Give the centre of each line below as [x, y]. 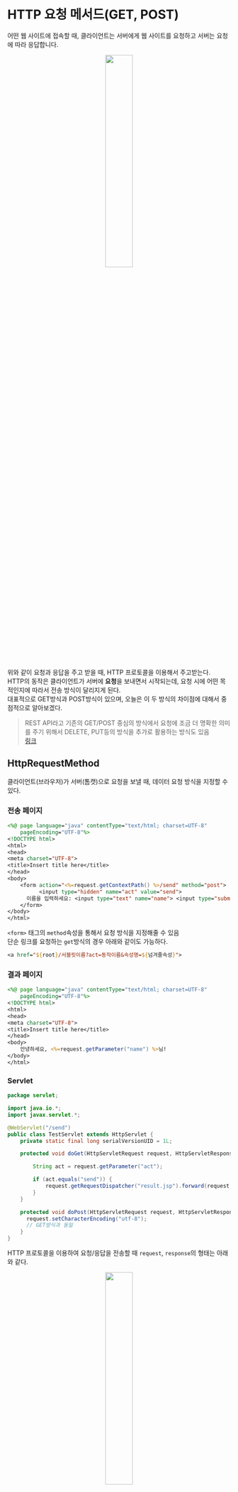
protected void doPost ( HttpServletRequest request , [98, 1212]
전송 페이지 [25, 810]
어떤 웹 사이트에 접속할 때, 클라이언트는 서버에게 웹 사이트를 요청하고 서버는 [111, 36]
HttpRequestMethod [53, 764]
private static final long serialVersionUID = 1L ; [96, 1141]
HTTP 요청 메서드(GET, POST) [93, 15]
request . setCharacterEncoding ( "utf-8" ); [86, 1219]
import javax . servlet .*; [44, 1115]
